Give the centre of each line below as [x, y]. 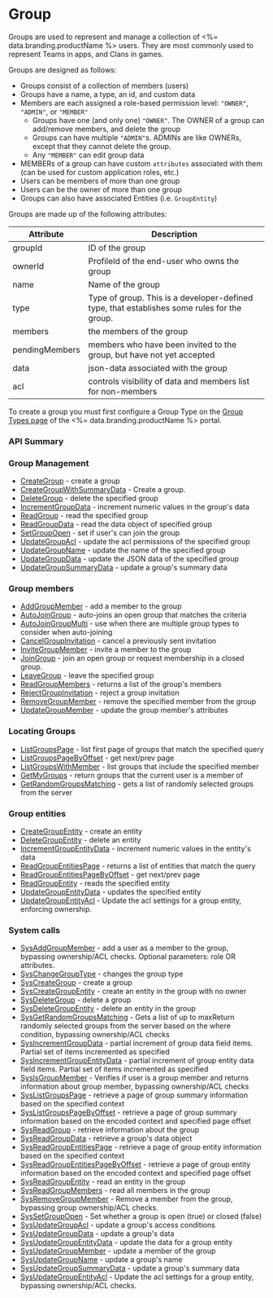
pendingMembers [46, 350]
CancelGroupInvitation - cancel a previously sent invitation [118, 641]
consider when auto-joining [66, 632]
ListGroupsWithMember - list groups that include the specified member [139, 766]
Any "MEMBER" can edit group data [88, 155]
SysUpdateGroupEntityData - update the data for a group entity [126, 1243]
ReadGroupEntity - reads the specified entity [95, 883]
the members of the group [138, 331]
